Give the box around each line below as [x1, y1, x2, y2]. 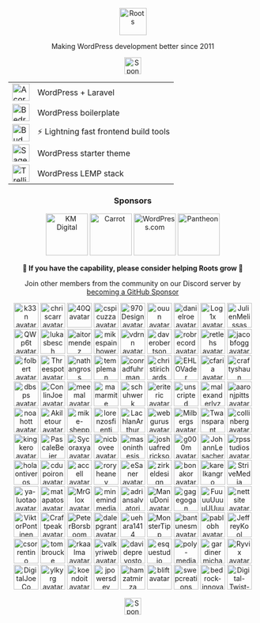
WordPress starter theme [37, 147, 130, 158]
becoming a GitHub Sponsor [86, 287, 179, 296]
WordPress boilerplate [37, 107, 120, 118]
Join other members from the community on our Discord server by [24, 279, 241, 289]
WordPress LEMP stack [37, 168, 124, 179]
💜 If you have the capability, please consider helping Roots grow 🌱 [22, 263, 243, 273]
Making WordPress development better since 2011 [51, 42, 215, 51]
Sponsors [113, 194, 153, 206]
